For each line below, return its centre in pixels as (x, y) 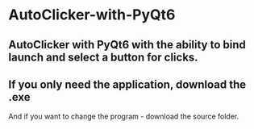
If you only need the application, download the (127, 84)
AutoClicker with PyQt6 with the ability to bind (127, 45)
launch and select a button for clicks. (104, 57)
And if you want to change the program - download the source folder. (124, 117)
